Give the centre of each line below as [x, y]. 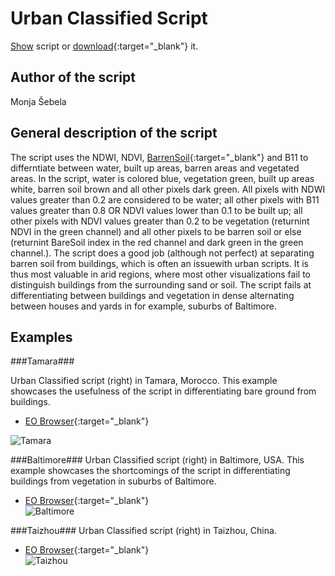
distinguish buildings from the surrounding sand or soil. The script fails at [161, 284]
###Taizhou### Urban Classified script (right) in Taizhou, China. [143, 531]
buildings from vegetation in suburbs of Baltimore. [113, 481]
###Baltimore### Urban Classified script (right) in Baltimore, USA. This [157, 460]
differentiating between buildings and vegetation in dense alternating [152, 295]
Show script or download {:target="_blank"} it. [104, 46]
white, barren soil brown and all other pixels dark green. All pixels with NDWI [168, 189]
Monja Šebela [38, 101]
